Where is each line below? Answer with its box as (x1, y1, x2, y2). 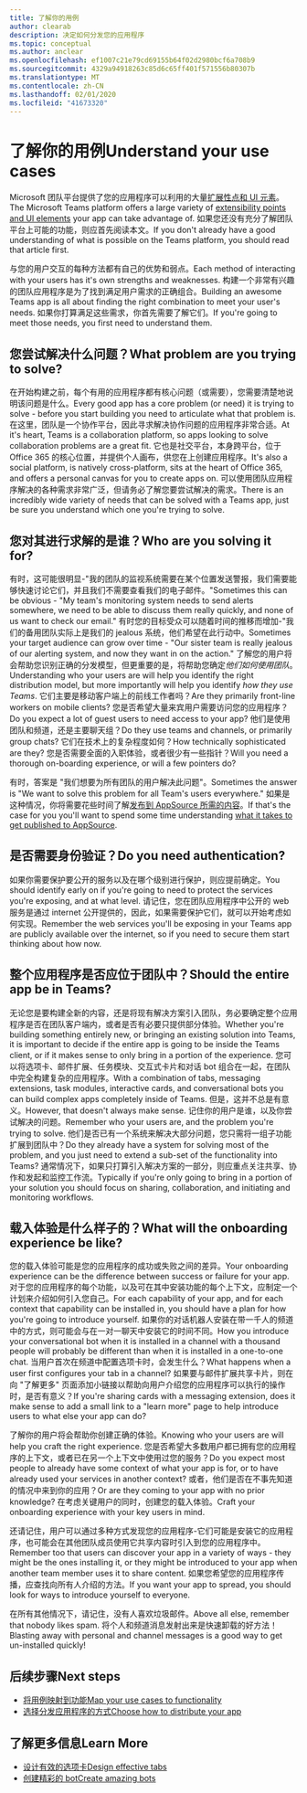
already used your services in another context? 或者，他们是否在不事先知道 (9, 1473, 293, 1485)
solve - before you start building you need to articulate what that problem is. (9, 408, 296, 419)
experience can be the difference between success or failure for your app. (9, 1271, 290, 1282)
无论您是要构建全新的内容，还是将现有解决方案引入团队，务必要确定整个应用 (9, 1007, 298, 1018)
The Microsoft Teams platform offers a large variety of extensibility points (9, 202, 286, 213)
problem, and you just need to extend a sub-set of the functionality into (9, 1149, 279, 1161)
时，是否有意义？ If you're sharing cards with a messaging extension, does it (9, 1391, 296, 1402)
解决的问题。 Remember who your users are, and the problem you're (16, 1116, 274, 1127)
